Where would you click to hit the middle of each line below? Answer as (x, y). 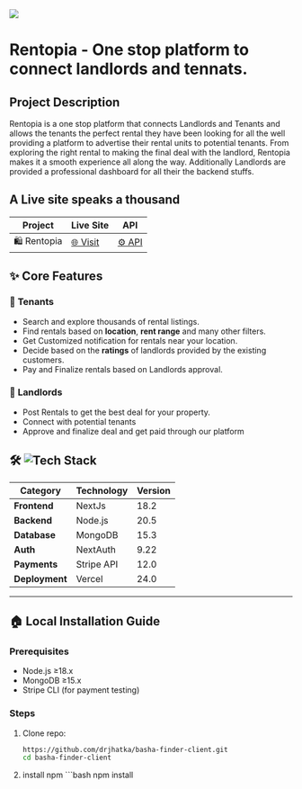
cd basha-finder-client (67, 758)
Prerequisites (39, 651)
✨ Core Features (56, 277)
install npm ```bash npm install (78, 775)
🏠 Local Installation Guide (84, 621)
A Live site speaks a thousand (95, 200)
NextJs (91, 506)
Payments (36, 564)
